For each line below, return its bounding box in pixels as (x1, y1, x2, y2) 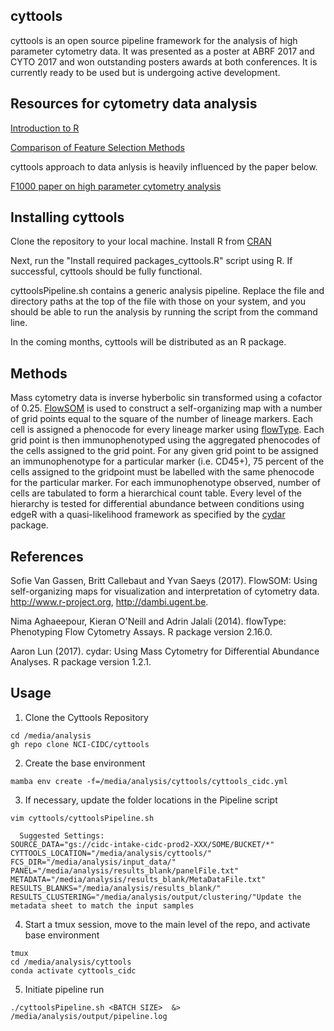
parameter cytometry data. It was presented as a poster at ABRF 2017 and (10, 45, 315, 57)
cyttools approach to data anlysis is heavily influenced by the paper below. (10, 160, 318, 173)
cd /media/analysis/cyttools (10, 957, 132, 967)
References (10, 548, 84, 565)
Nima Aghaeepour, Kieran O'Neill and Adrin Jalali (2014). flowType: (10, 615, 287, 628)
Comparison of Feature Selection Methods (10, 141, 185, 153)
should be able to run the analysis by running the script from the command (10, 306, 318, 318)
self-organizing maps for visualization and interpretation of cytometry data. (10, 585, 320, 598)
